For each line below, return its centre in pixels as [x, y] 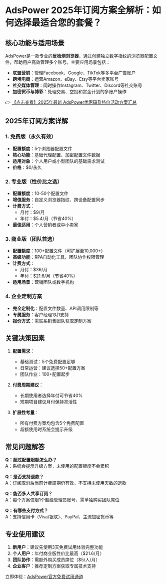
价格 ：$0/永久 [27, 167]
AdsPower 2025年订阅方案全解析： [79, 10]
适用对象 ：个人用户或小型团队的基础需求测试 [58, 161]
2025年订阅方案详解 [37, 121]
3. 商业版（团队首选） [31, 239]
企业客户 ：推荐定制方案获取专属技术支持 [54, 566]
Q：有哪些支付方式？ [27, 511]
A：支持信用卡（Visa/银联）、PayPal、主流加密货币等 [59, 517]
